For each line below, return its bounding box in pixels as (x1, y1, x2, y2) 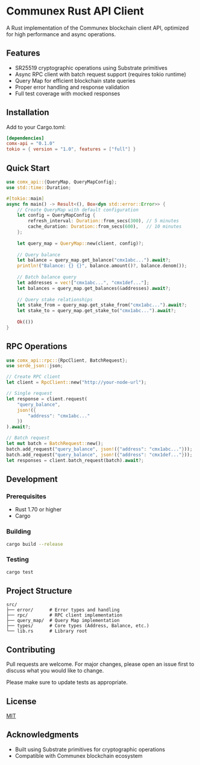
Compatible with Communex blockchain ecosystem (14, 752, 143, 759)
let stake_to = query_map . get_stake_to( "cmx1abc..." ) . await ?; (17, 308, 177, 314)
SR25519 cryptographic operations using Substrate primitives (14, 64, 167, 71)
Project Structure (6, 586, 72, 596)
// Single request (6, 391, 52, 397)
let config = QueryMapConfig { (17, 213, 96, 219)
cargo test (6, 569, 34, 575)
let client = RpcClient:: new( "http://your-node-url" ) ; (6, 379, 147, 386)
